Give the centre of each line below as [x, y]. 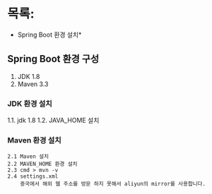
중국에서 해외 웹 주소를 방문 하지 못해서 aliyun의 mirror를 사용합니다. [113, 184]
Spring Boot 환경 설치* [49, 35]
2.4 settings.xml [33, 176]
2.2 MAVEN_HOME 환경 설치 [42, 164]
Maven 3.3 [33, 84]
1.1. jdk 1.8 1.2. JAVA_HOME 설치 [53, 121]
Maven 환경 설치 [34, 140]
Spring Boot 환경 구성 [53, 59]
